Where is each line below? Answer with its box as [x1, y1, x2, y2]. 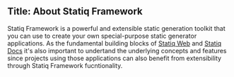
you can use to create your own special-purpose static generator [7, 31, 197, 40]
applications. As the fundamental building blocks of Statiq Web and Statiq [7, 38, 222, 48]
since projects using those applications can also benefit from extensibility [7, 54, 221, 62]
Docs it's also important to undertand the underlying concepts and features [7, 46, 227, 55]
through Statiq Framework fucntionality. [7, 61, 123, 69]
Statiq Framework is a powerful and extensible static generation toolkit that [7, 24, 226, 32]
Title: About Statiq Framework [7, 6, 143, 17]
